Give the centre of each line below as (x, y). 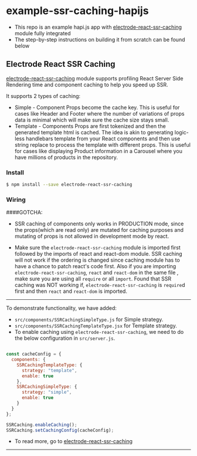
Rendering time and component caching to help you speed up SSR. (87, 85)
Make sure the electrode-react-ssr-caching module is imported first (97, 248)
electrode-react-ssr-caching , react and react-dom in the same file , (96, 273)
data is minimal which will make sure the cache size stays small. (92, 120)
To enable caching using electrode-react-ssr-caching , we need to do (99, 332)
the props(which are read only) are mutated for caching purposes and (99, 230)
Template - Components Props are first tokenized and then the (90, 126)
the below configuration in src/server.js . (65, 338)
